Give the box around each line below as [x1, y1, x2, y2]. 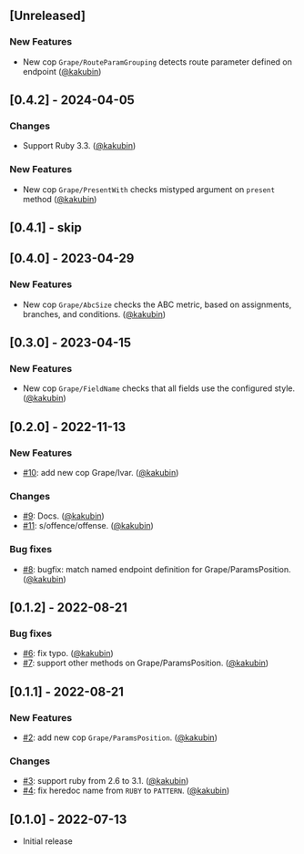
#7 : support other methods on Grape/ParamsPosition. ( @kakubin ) [22, 657, 269, 669]
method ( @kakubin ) [22, 193, 97, 204]
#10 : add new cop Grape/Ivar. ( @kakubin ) [22, 468, 179, 478]
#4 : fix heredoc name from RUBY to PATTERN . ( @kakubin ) [22, 785, 230, 797]
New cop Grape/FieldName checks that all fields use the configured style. [22, 383, 296, 394]
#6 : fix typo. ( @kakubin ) [22, 648, 114, 659]
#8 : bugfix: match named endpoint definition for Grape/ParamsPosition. [22, 563, 291, 574]
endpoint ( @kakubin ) [22, 66, 102, 77]
